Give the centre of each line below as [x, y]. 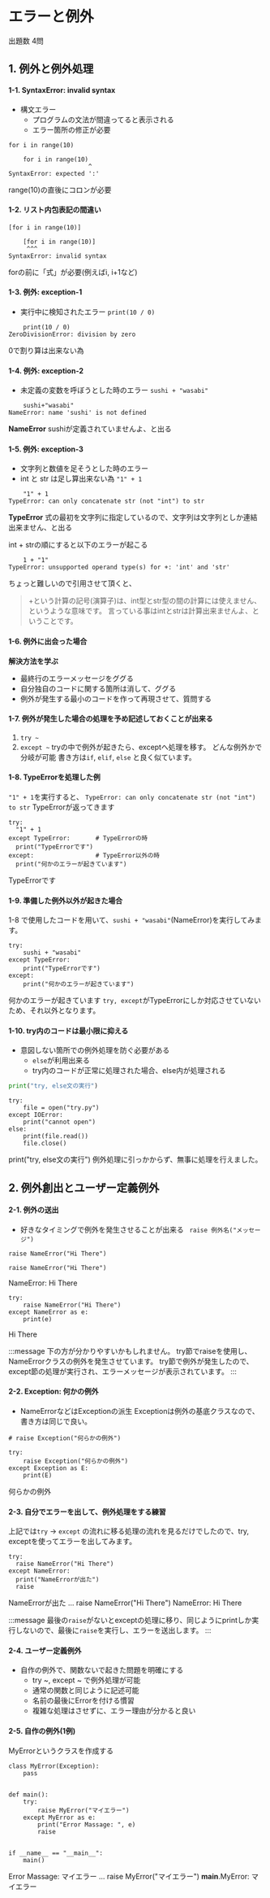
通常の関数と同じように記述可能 [86, 1691]
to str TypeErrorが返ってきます [62, 807]
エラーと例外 [51, 17]
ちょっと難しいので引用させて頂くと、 [72, 583]
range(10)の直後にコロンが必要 [60, 190]
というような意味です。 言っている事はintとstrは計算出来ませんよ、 [140, 611]
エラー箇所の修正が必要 [71, 129]
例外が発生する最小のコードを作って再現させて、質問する [116, 698]
